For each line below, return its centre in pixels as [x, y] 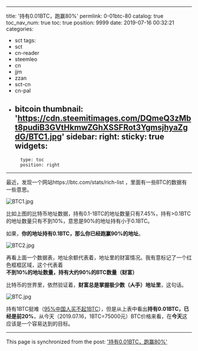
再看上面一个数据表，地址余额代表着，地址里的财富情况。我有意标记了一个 [96, 257]
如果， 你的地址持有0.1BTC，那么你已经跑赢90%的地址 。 [75, 233]
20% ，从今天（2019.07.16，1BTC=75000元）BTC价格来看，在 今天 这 [104, 316]
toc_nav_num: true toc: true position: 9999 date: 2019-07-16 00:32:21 [90, 22]
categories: [20, 29]
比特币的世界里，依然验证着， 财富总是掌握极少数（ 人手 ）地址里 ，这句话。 [96, 285]
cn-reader [27, 53]
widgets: [31, 146]
